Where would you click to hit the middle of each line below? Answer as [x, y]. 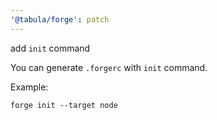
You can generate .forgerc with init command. [109, 67]
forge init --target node [64, 105]
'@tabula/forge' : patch [60, 19]
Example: [29, 87]
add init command [50, 48]
